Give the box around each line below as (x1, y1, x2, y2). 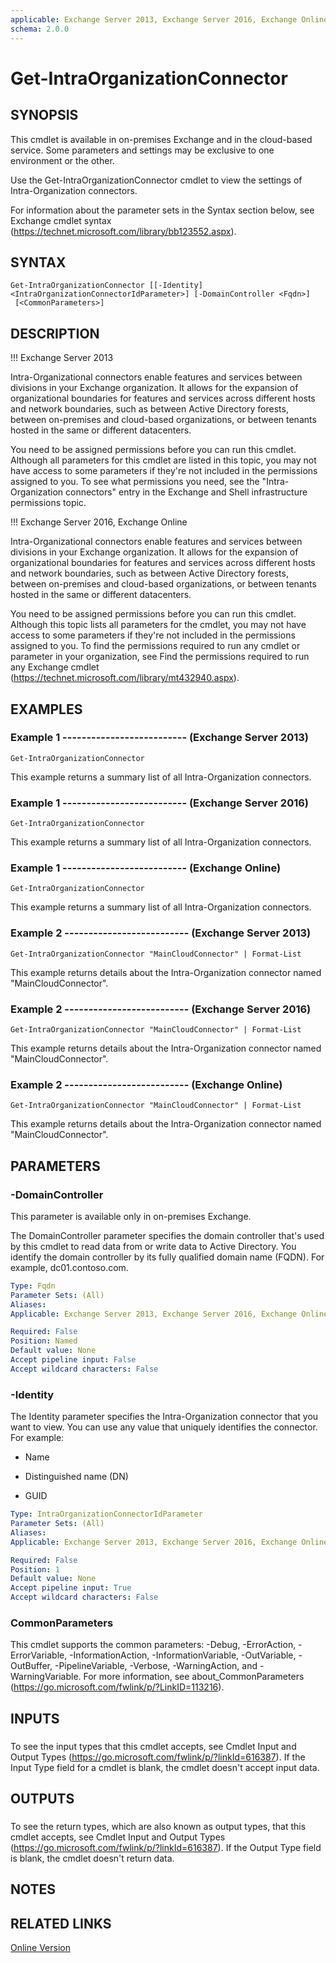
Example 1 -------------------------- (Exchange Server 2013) (10, 731, 309, 745)
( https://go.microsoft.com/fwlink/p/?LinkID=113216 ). (10, 1681, 225, 1693)
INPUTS (10, 1710, 60, 1727)
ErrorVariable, (10, 1649, 68, 1661)
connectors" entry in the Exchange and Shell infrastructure (65, 486, 308, 498)
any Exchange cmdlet (10, 661, 100, 673)
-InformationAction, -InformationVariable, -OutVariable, (69, 1649, 297, 1661)
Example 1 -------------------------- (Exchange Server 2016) (10, 796, 310, 810)
